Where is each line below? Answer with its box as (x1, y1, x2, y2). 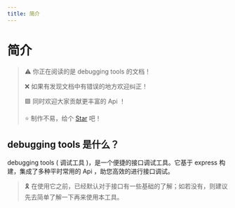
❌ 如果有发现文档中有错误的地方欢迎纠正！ (24, 82, 149, 90)
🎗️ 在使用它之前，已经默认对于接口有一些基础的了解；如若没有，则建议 (24, 182, 228, 190)
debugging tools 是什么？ (7, 138, 120, 151)
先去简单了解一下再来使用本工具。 (24, 193, 123, 202)
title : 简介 (7, 10, 40, 18)
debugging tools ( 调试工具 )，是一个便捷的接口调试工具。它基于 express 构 (7, 158, 226, 167)
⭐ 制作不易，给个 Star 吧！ (24, 113, 102, 123)
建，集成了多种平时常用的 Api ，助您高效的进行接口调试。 (7, 167, 174, 176)
